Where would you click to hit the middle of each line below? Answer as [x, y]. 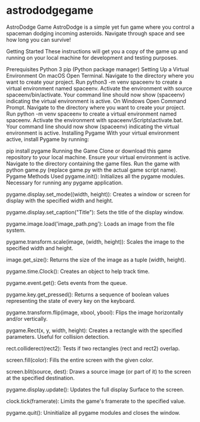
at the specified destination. [40, 378]
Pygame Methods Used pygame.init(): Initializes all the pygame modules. [96, 176]
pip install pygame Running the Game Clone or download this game [89, 151]
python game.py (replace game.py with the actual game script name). [92, 170]
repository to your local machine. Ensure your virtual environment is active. [99, 157]
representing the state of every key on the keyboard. [71, 300]
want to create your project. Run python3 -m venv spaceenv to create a [94, 82]
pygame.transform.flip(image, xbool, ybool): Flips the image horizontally [95, 312]
